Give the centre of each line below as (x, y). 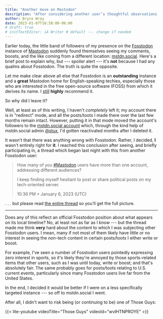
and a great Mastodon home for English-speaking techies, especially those (80, 81)
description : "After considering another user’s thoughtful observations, (82, 14)
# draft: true (19, 28)
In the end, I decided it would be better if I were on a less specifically (74, 287)
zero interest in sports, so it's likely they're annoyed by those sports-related (81, 258)
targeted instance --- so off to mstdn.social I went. (56, 293)
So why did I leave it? (26, 101)
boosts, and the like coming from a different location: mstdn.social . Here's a (81, 56)
